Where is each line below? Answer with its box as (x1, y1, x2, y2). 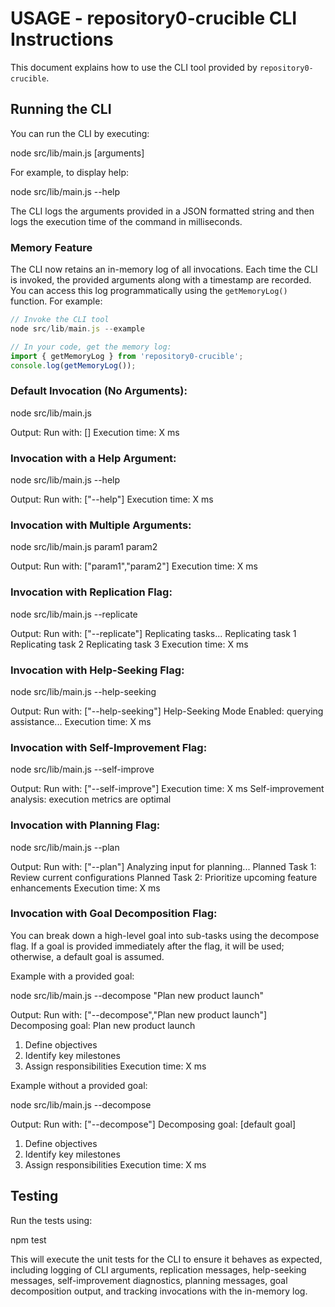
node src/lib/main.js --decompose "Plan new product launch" (10, 989, 264, 1001)
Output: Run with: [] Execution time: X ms (10, 426, 180, 438)
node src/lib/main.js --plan (10, 841, 120, 853)
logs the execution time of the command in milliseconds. (10, 215, 243, 227)
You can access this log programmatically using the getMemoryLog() (10, 285, 288, 297)
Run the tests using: (10, 1214, 93, 1226)
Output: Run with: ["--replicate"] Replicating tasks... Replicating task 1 (10, 627, 297, 639)
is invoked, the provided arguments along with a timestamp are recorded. (10, 274, 312, 286)
